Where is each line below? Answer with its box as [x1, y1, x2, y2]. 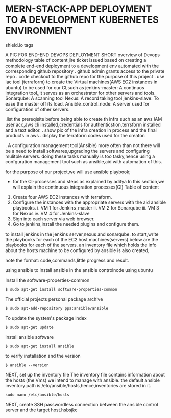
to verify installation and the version [5, 352, 81, 359]
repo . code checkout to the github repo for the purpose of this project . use [5, 73, 165, 79]
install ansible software [5, 333, 54, 340]
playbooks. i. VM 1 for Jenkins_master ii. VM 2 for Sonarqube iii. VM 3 [12, 204, 159, 211]
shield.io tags [5, 41, 34, 48]
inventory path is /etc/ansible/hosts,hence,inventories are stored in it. [5, 382, 152, 388]
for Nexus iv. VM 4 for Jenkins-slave [12, 210, 90, 216]
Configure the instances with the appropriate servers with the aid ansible [12, 199, 166, 205]
